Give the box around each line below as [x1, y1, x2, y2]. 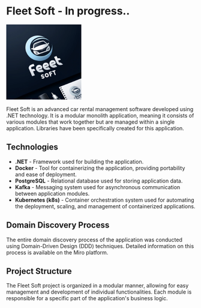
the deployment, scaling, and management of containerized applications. [14, 202, 196, 210]
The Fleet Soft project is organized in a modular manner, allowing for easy [6, 282, 189, 289]
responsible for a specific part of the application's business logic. [6, 295, 168, 302]
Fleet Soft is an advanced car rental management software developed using [6, 105, 194, 112]
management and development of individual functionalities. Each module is [6, 288, 192, 295]
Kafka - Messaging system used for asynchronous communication [14, 183, 181, 190]
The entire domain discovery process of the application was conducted [6, 236, 183, 243]
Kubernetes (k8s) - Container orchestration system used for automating [14, 196, 194, 204]
